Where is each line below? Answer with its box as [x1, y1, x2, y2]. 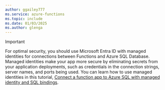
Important [5, 39, 25, 45]
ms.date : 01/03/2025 [5, 21, 48, 26]
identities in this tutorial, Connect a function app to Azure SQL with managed [5, 74, 160, 80]
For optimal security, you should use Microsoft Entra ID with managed [5, 48, 146, 54]
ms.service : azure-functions [5, 12, 65, 17]
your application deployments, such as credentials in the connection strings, [5, 64, 160, 70]
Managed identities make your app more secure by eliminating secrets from [5, 59, 158, 65]
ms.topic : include [5, 16, 43, 21]
